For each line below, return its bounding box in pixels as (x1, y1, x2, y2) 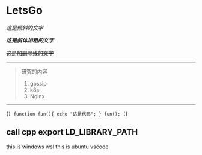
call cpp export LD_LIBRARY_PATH (6, 127, 138, 138)
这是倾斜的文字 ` (6, 24, 45, 31)
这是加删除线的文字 (6, 49, 54, 57)
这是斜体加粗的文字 (6, 37, 54, 44)
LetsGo (6, 4, 43, 17)
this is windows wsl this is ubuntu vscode (6, 143, 109, 150)
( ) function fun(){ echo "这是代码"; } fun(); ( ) (6, 110, 128, 117)
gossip (29, 80, 47, 87)
